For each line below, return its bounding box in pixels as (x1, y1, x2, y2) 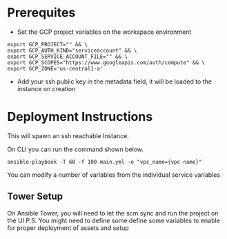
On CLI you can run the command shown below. (7, 145, 144, 153)
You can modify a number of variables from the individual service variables (7, 171, 221, 179)
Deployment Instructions (7, 109, 153, 125)
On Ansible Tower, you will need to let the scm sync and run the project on (7, 209, 219, 217)
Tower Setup (7, 191, 63, 202)
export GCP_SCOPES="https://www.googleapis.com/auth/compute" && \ (7, 59, 206, 66)
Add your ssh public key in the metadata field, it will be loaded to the (17, 77, 213, 86)
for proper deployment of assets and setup (7, 223, 129, 232)
